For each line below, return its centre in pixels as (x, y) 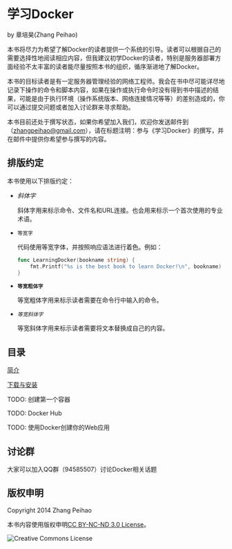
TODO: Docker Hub (35, 413)
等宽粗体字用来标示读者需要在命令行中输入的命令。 (90, 300)
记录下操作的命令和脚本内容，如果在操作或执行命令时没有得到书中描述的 (110, 90)
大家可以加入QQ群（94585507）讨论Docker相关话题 (82, 469)
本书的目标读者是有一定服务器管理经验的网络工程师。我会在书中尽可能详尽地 (116, 81)
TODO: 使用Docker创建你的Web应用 (59, 427)
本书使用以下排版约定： (40, 181)
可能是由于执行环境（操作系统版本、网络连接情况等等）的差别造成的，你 (122, 98)
